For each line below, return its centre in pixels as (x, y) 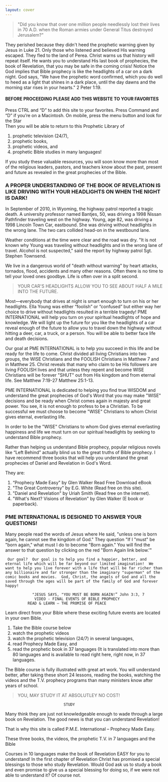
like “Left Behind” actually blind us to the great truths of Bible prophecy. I (80, 453)
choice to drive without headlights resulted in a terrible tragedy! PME (76, 312)
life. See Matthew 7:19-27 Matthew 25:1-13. (50, 381)
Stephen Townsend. (26, 256)
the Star (13, 121)
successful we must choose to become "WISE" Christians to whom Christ (81, 412)
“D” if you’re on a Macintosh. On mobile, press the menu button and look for (83, 115)
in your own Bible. (24, 618)
